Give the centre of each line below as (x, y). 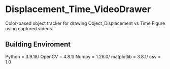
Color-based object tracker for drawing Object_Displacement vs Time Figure (85, 23)
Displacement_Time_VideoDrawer (78, 9)
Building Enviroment (38, 45)
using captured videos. (29, 28)
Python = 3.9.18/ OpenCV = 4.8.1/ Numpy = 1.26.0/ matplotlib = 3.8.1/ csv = (83, 56)
